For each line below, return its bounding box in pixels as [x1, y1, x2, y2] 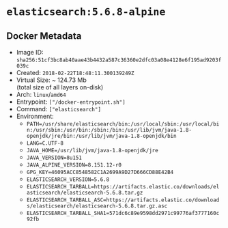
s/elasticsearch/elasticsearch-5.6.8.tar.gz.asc [26, 203, 168, 210]
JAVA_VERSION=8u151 [26, 154, 83, 161]
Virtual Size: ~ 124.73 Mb [16, 76, 87, 84]
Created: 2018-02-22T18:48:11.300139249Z [16, 69, 134, 76]
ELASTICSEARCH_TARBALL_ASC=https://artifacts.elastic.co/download [26, 197, 220, 203]
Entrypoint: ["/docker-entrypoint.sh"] [16, 98, 126, 106]
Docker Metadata [6, 30, 82, 42]
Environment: [16, 112, 54, 120]
